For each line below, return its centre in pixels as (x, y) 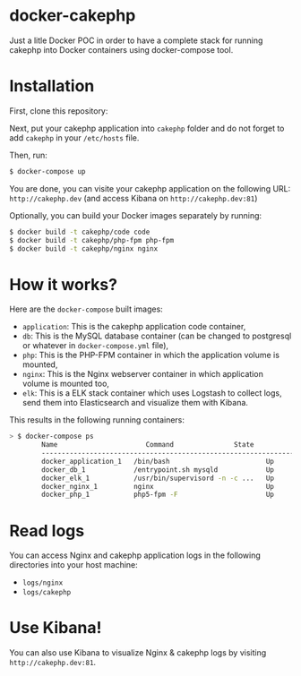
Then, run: (28, 155)
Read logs (47, 531)
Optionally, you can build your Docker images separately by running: (136, 215)
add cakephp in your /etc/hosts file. (74, 137)
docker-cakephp (73, 16)
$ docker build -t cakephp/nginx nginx (84, 248)
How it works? (64, 284)
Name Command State (148, 445)
